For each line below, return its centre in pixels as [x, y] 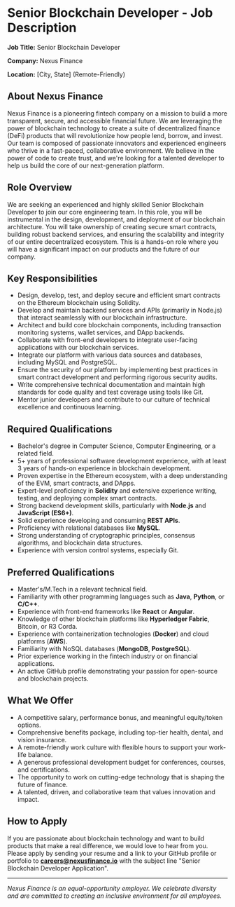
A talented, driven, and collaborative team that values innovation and [116, 792]
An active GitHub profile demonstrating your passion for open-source [117, 671]
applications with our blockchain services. [78, 348]
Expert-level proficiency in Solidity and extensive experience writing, [117, 491]
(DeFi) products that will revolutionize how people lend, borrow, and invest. [115, 135]
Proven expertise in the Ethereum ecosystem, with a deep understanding [122, 476]
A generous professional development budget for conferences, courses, [121, 762]
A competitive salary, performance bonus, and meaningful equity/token [120, 717]
